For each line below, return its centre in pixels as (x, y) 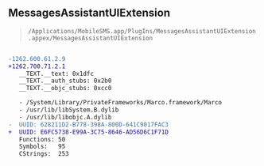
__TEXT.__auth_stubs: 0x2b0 (65, 81)
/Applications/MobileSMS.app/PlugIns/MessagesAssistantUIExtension (142, 31)
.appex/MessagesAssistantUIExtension (90, 38)
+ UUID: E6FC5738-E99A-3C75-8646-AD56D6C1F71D (89, 132)
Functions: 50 (42, 139)
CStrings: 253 (44, 154)
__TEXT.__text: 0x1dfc (56, 74)
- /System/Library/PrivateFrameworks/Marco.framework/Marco (120, 103)
